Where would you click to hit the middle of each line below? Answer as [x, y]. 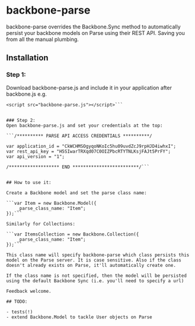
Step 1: [16, 75]
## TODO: [17, 301]
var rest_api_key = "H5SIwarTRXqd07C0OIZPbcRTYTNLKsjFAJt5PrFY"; [88, 151]
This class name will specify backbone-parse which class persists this [98, 255]
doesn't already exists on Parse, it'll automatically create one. [91, 265]
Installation [27, 58]
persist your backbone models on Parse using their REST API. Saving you [96, 33]
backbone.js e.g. [27, 94]
